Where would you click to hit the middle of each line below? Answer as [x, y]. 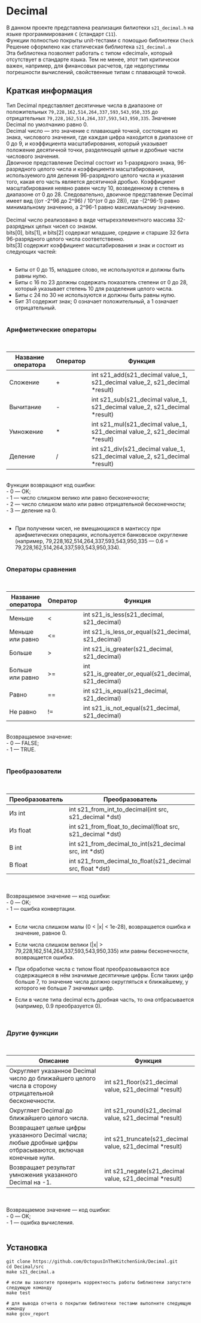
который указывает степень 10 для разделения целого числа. [94, 288]
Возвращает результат [42, 1167]
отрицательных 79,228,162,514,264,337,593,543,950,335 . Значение [91, 118]
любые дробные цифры [43, 1142]
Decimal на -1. [31, 1182]
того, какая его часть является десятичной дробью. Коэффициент [91, 181]
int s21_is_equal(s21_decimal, [126, 691]
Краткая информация [49, 91]
